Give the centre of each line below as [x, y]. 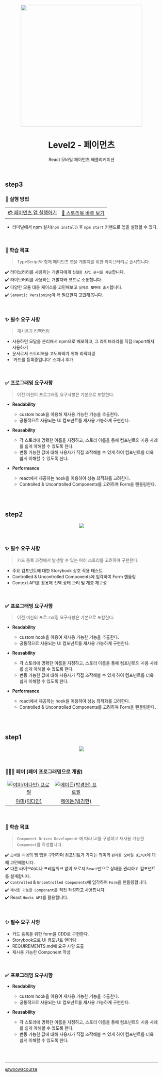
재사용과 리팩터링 [33, 331]
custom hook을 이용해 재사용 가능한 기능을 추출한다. [69, 414]
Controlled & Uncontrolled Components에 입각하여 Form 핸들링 [74, 576]
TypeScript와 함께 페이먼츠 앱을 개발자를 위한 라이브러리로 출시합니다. [83, 261]
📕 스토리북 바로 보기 [83, 213]
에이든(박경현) [76, 801]
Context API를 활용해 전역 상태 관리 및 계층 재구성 [59, 583]
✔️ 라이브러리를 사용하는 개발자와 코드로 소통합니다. [54, 279]
